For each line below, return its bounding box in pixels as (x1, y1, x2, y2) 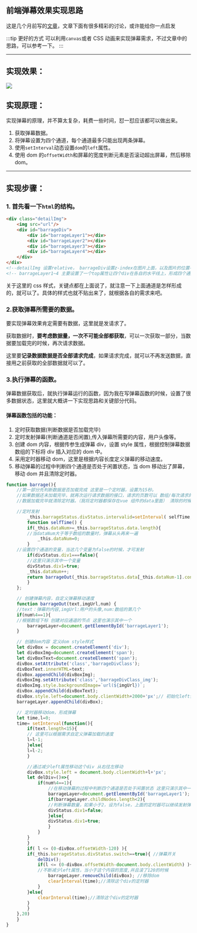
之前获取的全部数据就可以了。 (16, 360, 89, 367)
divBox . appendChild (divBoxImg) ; (16, 671, 96, 678)
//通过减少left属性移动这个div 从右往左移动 (27, 763, 124, 770)
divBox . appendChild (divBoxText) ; (16, 688, 98, 694)
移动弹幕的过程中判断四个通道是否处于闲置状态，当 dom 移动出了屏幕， (14, 462, 188, 469)
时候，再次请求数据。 (36, 340, 89, 347)
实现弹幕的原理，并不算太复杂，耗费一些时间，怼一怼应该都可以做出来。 (6, 117, 181, 124)
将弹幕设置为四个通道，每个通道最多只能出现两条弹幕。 (14, 137, 148, 144)
